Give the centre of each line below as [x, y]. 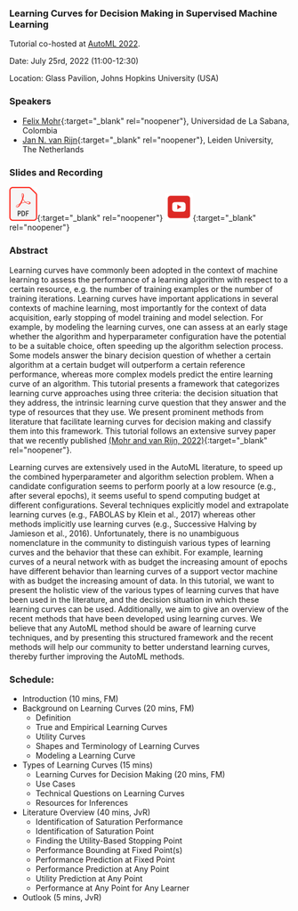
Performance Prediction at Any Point [102, 869]
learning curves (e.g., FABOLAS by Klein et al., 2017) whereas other [133, 514]
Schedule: [32, 679]
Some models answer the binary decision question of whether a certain [140, 355]
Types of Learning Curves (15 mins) [87, 765]
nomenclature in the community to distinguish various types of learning [140, 542]
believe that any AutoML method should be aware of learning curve [133, 628]
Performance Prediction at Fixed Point [105, 859]
